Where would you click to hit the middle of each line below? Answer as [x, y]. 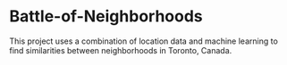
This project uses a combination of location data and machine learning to [144, 41]
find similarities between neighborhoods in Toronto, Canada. [121, 50]
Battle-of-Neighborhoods [106, 16]
